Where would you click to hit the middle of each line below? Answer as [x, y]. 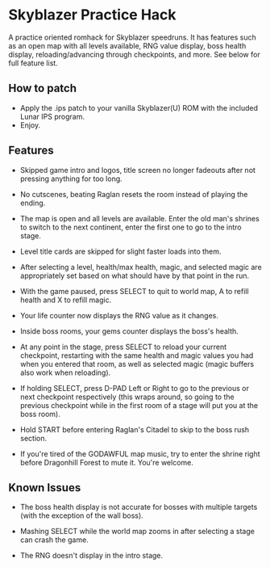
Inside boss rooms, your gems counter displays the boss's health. [129, 331]
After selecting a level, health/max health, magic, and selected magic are [141, 267]
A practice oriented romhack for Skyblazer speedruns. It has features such [132, 37]
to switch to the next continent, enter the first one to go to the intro [131, 227]
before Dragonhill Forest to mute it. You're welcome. [106, 462]
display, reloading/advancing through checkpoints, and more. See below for [134, 54]
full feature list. [33, 63]
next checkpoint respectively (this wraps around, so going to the [127, 397]
